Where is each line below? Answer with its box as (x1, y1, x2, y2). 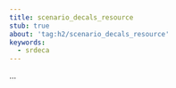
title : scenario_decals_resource (9, 12, 134, 22)
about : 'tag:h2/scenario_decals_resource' (9, 29, 170, 38)
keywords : (9, 37, 46, 47)
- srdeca (17, 46, 50, 55)
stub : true (9, 21, 50, 30)
